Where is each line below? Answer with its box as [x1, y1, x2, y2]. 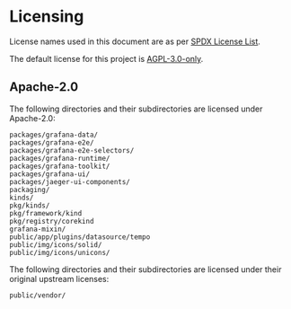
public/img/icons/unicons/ [9, 248, 110, 257]
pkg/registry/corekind [9, 216, 94, 225]
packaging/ [9, 185, 50, 194]
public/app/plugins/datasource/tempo [9, 232, 151, 242]
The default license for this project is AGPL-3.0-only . [9, 53, 204, 64]
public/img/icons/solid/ [9, 240, 102, 249]
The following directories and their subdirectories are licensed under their [9, 263, 282, 275]
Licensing [9, 6, 84, 27]
